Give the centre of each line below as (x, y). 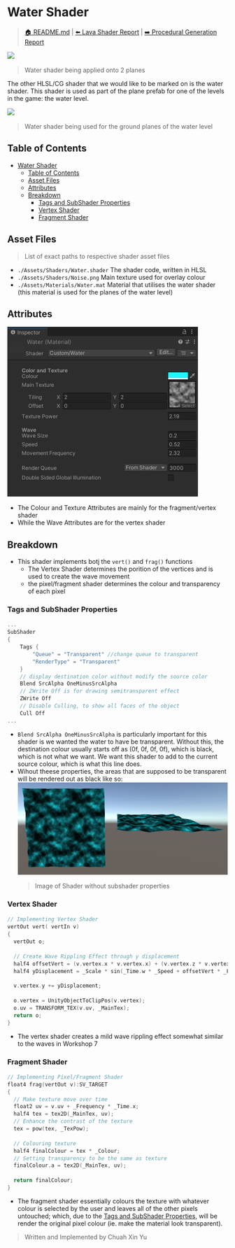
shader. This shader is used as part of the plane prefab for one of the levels (116, 91)
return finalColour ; (43, 1180)
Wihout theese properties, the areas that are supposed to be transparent (122, 771)
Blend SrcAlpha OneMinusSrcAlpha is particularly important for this (112, 734)
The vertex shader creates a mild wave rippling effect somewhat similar (120, 1036)
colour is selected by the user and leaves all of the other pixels (107, 1208)
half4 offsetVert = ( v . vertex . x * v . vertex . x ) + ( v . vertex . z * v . (112, 964)
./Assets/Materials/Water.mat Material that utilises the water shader (116, 285)
